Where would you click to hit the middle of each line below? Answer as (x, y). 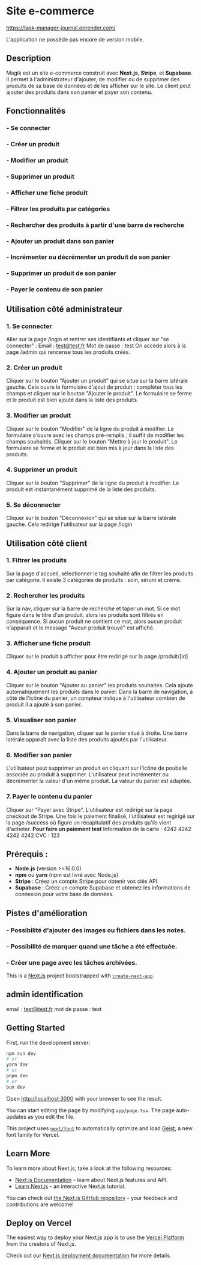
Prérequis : (27, 854)
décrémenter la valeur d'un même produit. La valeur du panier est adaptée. (99, 781)
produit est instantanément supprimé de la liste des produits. (81, 489)
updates (16, 1116)
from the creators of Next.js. (41, 1244)
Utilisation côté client (47, 543)
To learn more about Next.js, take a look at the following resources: (89, 1168)
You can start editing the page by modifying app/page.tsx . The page (91, 1110)
